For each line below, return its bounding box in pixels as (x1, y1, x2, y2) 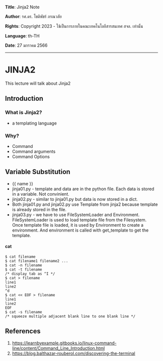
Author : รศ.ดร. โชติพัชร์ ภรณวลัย (5, 14, 62, 19)
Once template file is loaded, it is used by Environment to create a (12, 222, 144, 228)
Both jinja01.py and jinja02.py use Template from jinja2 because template (12, 201, 158, 207)
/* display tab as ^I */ (5, 271, 55, 276)
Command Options (12, 153, 50, 160)
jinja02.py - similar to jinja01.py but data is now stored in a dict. (12, 196, 138, 202)
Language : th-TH (5, 33, 40, 38)
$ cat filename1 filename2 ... (5, 258, 68, 263)
